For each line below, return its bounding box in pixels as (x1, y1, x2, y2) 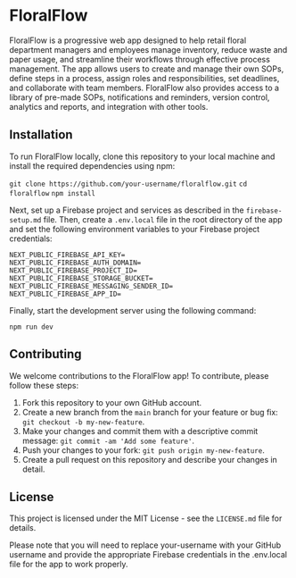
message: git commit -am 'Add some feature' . (21, 435, 194, 446)
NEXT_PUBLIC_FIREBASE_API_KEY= (9, 250, 126, 259)
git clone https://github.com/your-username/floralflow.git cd (9, 180, 248, 188)
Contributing (9, 347, 82, 362)
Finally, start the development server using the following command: (9, 305, 257, 315)
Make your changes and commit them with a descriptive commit (21, 425, 259, 436)
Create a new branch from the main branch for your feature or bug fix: (21, 406, 278, 417)
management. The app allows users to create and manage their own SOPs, (9, 63, 284, 74)
